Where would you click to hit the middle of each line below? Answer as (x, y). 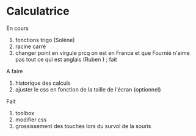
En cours (17, 28)
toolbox (25, 113)
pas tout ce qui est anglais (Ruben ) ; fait (66, 59)
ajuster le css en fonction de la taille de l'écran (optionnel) (88, 89)
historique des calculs (43, 83)
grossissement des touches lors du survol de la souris (83, 126)
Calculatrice (38, 11)
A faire (15, 71)
